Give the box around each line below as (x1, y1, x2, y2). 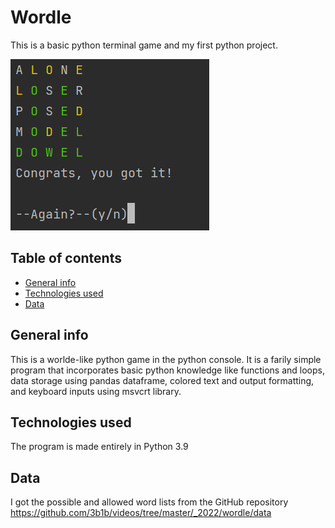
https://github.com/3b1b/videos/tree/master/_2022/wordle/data (10, 507, 272, 519)
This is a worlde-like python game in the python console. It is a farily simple (10, 353, 322, 365)
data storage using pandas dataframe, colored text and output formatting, (10, 374, 315, 386)
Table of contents (10, 250, 122, 267)
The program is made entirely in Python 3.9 (10, 441, 189, 453)
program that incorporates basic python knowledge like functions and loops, (10, 364, 325, 376)
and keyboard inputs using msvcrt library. (10, 385, 182, 397)
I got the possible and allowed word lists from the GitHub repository (10, 496, 289, 508)
